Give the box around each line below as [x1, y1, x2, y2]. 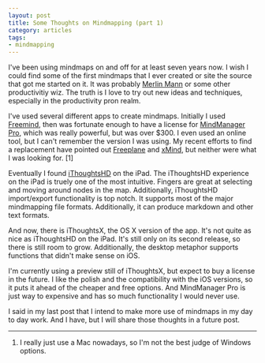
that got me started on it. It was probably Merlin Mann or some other [8, 80, 231, 89]
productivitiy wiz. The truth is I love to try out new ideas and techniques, [8, 88, 243, 97]
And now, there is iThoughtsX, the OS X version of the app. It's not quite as [8, 226, 252, 235]
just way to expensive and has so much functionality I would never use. [8, 291, 240, 301]
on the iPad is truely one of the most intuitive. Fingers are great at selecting [8, 177, 252, 186]
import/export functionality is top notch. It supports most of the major [8, 194, 234, 204]
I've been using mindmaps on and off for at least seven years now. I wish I [8, 62, 249, 72]
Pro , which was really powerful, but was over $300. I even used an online [8, 128, 247, 138]
